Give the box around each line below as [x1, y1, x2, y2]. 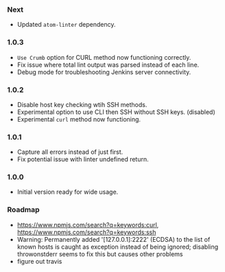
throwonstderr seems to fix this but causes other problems [16, 249, 183, 258]
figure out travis [16, 257, 62, 265]
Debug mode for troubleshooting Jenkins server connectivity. [16, 67, 191, 76]
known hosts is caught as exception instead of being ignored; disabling [16, 242, 219, 251]
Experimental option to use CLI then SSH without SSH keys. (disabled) [16, 108, 216, 116]
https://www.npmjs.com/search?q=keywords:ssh [16, 228, 156, 236]
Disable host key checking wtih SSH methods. [16, 100, 147, 109]
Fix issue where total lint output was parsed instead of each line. [16, 60, 200, 69]
